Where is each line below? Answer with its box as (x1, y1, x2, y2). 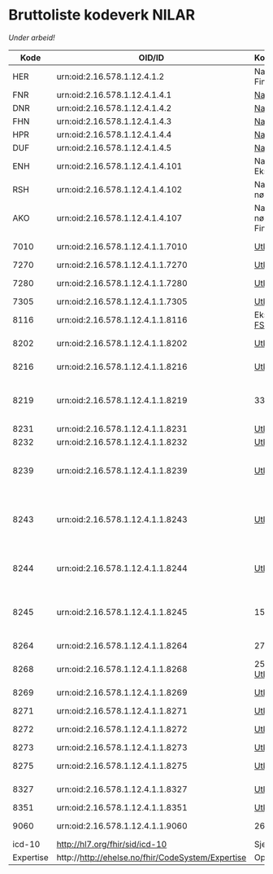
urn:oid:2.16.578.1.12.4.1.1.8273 (56, 741, 188, 753)
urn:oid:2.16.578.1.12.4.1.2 (56, 71, 165, 82)
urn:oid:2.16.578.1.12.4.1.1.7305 (56, 296, 188, 307)
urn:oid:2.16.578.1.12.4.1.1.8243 (56, 513, 188, 525)
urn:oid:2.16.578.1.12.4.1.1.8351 (56, 802, 188, 813)
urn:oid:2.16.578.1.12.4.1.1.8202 (56, 337, 188, 349)
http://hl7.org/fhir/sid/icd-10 (56, 838, 167, 850)
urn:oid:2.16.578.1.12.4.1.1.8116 (56, 314, 188, 325)
